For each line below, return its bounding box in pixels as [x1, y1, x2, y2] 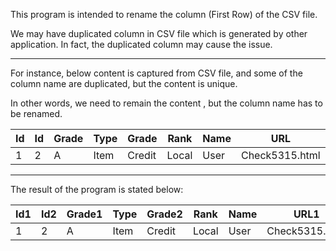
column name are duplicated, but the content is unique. [10, 78, 238, 89]
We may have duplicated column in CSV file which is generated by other [10, 28, 308, 39]
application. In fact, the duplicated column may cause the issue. [10, 39, 273, 50]
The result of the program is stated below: [10, 184, 184, 195]
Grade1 [66, 207, 103, 221]
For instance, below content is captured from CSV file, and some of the [10, 67, 303, 79]
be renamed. [10, 108, 63, 119]
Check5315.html [240, 149, 321, 162]
